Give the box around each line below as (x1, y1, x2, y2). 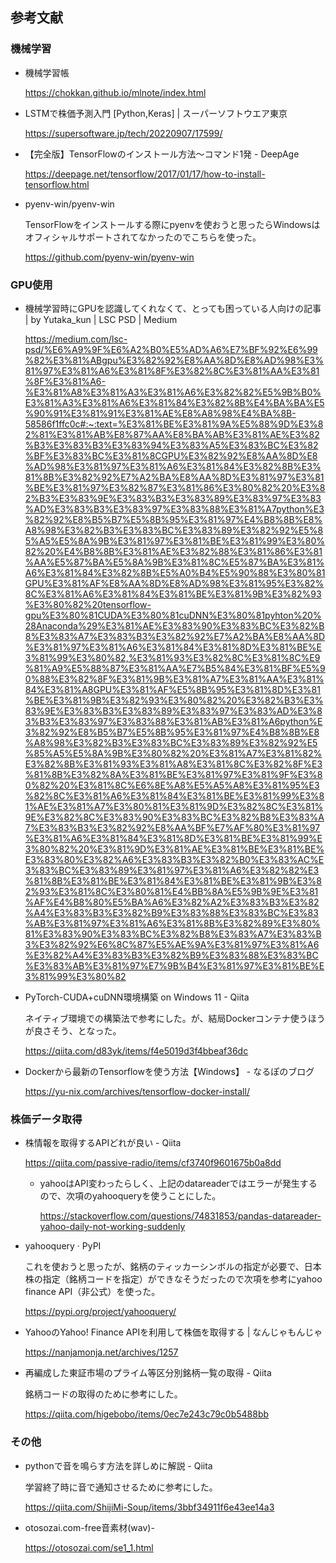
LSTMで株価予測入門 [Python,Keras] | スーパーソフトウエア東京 (24, 107, 288, 119)
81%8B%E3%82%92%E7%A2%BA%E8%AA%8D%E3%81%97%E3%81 (24, 471, 325, 483)
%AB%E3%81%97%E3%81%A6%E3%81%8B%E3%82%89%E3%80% (24, 917, 321, 929)
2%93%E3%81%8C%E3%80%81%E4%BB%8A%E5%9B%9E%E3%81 (24, 885, 319, 897)
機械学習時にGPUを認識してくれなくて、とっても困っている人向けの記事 (24, 302, 322, 314)
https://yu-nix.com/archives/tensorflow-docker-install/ (24, 1085, 250, 1097)
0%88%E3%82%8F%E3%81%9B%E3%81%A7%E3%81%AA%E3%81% (24, 673, 325, 685)
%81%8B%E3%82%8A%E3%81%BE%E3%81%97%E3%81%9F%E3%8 (24, 768, 323, 780)
